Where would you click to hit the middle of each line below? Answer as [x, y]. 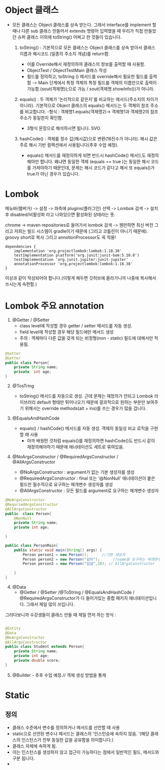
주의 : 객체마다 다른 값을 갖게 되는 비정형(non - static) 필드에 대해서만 [86, 338]
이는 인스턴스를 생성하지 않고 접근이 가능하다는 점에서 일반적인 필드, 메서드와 [86, 752]
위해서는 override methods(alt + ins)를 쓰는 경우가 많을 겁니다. [86, 408]
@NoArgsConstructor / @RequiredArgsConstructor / [65, 457]
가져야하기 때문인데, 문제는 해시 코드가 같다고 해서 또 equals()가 [93, 168]
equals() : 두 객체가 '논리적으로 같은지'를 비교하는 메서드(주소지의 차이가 [89, 99]
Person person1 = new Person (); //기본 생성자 [74, 555]
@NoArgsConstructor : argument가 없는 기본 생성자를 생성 [77, 472]
